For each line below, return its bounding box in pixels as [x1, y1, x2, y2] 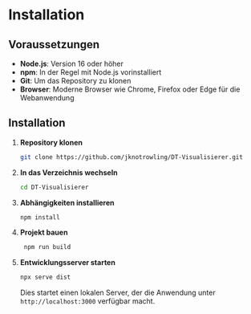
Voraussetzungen [8, 38, 100, 51]
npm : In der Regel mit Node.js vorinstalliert [19, 67, 162, 77]
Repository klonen [19, 137, 83, 147]
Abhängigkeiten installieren [19, 198, 115, 207]
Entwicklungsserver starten [19, 258, 116, 267]
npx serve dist [19, 273, 71, 282]
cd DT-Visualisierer [19, 183, 89, 191]
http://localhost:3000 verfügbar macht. [19, 296, 156, 306]
